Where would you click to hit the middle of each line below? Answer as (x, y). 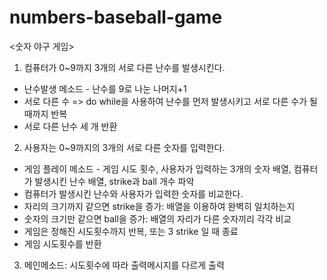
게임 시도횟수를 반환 (62, 243)
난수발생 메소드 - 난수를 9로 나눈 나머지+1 (105, 88)
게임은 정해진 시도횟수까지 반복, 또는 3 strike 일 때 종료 (131, 231)
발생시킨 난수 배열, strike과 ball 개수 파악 (114, 181)
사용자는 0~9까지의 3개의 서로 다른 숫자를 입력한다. (124, 147)
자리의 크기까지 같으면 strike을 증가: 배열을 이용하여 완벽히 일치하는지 (159, 206)
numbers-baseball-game (116, 17)
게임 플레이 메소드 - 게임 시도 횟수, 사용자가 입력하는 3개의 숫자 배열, (157, 168)
